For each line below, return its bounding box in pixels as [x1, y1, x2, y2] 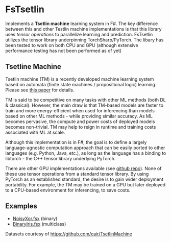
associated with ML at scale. [5, 129, 65, 135]
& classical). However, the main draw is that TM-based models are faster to [5, 102, 164, 108]
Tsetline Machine [5, 62, 61, 71]
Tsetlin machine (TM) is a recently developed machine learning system [5, 76, 154, 82]
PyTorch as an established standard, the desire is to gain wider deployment [5, 176, 164, 182]
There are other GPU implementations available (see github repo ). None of [5, 165, 162, 172]
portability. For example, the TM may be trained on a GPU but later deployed [5, 181, 166, 187]
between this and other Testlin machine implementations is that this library [5, 26, 162, 32]
